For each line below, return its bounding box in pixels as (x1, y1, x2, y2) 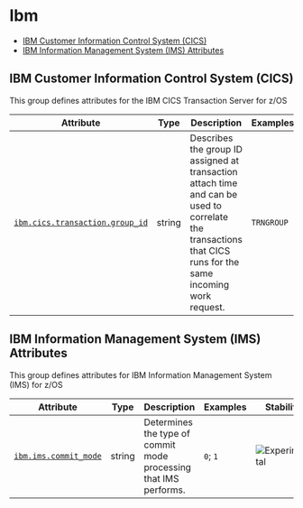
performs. (143, 484, 186, 496)
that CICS (189, 245, 231, 257)
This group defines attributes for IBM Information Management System (9, 369, 272, 380)
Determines (143, 416, 194, 429)
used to (189, 199, 223, 212)
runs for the (189, 255, 240, 268)
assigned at (189, 154, 239, 167)
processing (143, 461, 192, 474)
